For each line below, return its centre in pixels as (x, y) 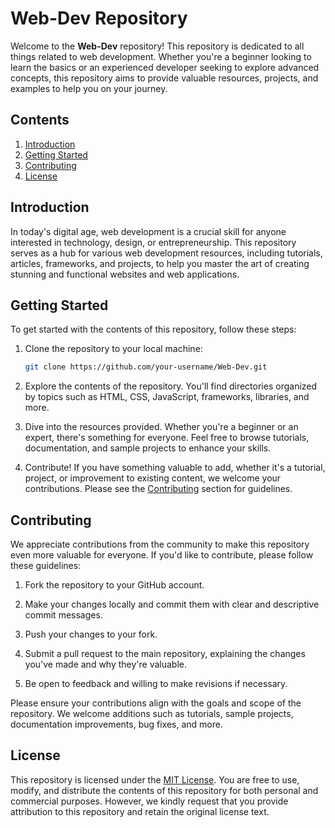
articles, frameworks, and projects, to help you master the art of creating (160, 263)
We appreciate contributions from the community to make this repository (160, 544)
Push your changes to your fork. (91, 634)
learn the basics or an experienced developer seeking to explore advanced (165, 67)
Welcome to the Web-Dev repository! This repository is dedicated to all (157, 46)
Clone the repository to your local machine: (113, 349)
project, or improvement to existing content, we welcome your (153, 478)
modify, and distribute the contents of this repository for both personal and (164, 790)
